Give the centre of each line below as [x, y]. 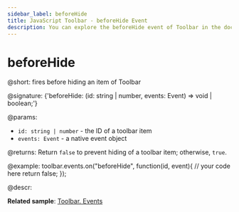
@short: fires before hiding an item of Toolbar [74, 82]
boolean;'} [22, 103]
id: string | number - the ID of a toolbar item [85, 131]
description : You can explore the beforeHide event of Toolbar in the [114, 27]
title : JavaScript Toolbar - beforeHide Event [78, 21]
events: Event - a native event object [72, 139]
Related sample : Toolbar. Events [55, 201]
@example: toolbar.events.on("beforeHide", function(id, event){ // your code [119, 166]
